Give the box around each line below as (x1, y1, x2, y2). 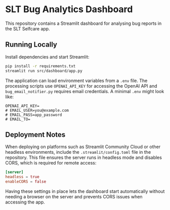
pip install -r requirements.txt (5, 63, 76, 69)
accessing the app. (5, 199, 45, 205)
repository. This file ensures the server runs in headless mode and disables (5, 154, 162, 160)
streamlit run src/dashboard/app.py (5, 68, 82, 73)
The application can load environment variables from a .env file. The (5, 77, 148, 83)
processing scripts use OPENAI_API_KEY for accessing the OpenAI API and (5, 82, 157, 89)
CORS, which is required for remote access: (5, 160, 97, 166)
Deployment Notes (5, 130, 66, 139)
